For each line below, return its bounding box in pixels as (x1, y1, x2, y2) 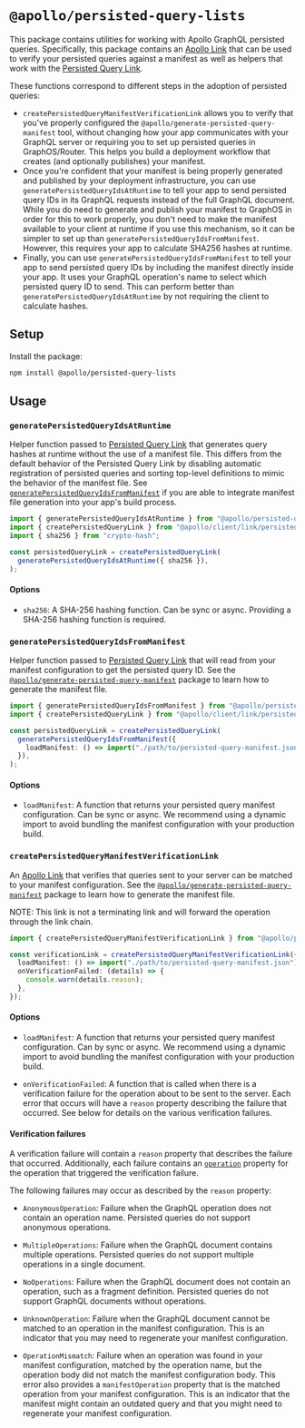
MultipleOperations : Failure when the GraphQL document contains (22, 1239, 273, 1250)
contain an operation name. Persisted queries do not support (22, 1212, 251, 1223)
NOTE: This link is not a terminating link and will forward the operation (9, 906, 271, 917)
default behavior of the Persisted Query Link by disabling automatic (9, 458, 261, 469)
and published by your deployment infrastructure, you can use (22, 175, 257, 186)
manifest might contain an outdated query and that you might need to (22, 1398, 283, 1409)
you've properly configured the (22, 117, 140, 128)
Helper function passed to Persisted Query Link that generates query (9, 439, 268, 450)
